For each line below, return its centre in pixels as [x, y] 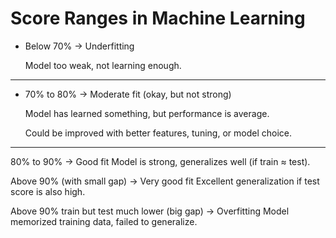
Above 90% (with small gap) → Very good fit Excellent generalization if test [165, 181]
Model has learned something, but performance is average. [147, 113]
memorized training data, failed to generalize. [104, 221]
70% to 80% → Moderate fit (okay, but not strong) [128, 94]
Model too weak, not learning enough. [103, 65]
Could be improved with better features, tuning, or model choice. [158, 133]
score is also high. [48, 191]
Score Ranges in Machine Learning [158, 18]
